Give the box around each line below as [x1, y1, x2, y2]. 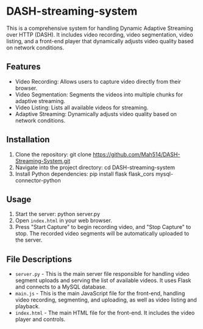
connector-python [15, 176, 61, 184]
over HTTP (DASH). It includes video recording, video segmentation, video [6, 31, 193, 38]
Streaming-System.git [15, 157, 71, 164]
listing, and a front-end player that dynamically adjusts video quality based [6, 37, 194, 45]
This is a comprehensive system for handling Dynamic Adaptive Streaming [6, 24, 193, 32]
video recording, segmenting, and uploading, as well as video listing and [15, 296, 197, 303]
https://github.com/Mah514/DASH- [92, 151, 180, 158]
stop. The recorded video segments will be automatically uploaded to [15, 230, 190, 237]
